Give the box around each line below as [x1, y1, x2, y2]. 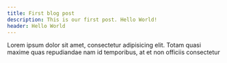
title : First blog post [7, 9, 75, 17]
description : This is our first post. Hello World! [7, 16, 157, 23]
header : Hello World [7, 22, 66, 29]
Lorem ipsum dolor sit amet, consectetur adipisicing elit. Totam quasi [7, 41, 202, 49]
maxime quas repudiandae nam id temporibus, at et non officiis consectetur [7, 48, 220, 56]
